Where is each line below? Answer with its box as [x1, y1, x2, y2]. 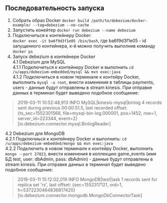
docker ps [12, 49, 34, 54]
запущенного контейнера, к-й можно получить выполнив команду [12, 42, 155, 49]
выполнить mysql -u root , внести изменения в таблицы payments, [12, 79, 154, 85]
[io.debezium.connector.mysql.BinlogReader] [17, 120, 111, 126]
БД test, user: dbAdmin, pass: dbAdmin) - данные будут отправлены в [5, 156, 153, 162]
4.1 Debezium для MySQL [12, 58, 66, 64]
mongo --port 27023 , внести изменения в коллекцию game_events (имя [5, 150, 156, 156]
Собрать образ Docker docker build [12, 17, 89, 23]
